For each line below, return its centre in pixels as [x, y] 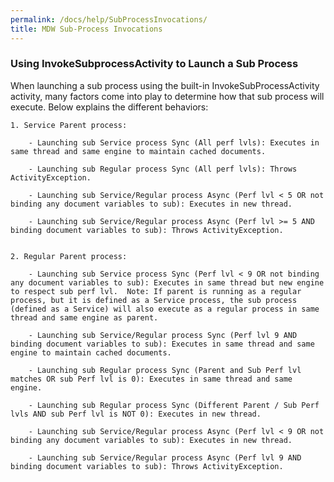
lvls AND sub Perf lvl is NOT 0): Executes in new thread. [136, 414]
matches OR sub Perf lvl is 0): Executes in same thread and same [151, 379]
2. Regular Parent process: [69, 256]
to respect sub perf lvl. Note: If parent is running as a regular [156, 291]
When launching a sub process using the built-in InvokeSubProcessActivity [165, 85]
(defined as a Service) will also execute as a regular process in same [165, 309]
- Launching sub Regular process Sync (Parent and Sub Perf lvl [165, 370]
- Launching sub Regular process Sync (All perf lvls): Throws [163, 169]
